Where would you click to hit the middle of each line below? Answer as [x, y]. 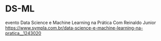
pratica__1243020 [23, 33]
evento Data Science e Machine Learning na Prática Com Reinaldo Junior [80, 22]
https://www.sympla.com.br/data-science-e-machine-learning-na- [74, 27]
